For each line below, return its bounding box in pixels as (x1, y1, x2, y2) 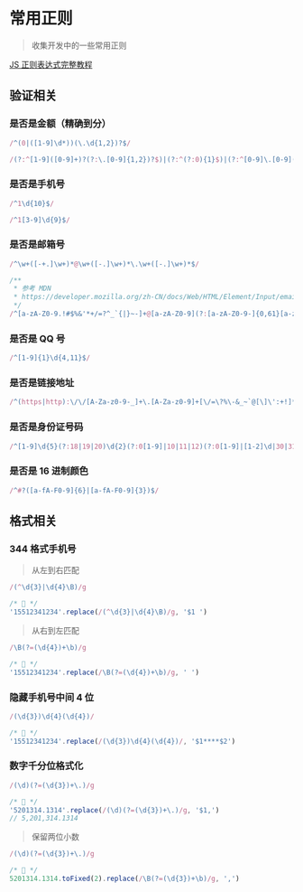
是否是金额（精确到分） (9, 117, 111, 130)
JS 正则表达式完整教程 (9, 59, 93, 70)
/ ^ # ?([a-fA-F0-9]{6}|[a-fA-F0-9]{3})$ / (9, 485, 160, 495)
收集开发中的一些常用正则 (31, 40, 127, 51)
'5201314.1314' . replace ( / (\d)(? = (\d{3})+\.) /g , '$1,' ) (9, 805, 220, 814)
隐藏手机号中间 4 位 (9, 690, 95, 703)
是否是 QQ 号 (9, 332, 66, 344)
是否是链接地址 (9, 377, 75, 390)
